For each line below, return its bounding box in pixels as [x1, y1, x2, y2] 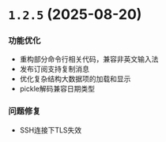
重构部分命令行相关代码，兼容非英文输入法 [19, 54, 159, 64]
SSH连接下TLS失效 [19, 125, 82, 135]
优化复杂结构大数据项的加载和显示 [19, 74, 131, 84]
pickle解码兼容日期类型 [19, 84, 95, 94]
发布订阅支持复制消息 [19, 65, 89, 74]
